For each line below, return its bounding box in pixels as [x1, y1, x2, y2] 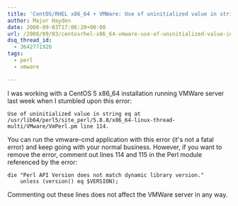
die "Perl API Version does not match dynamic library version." [7, 171, 204, 178]
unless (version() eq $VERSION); [20, 178, 119, 185]
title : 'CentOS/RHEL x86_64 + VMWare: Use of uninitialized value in [7, 10, 217, 18]
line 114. [80, 122, 110, 130]
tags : [7, 50, 23, 58]
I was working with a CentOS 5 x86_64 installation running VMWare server [7, 89, 225, 97]
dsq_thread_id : [7, 37, 52, 44]
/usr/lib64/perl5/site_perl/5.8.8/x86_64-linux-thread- [7, 116, 176, 124]
